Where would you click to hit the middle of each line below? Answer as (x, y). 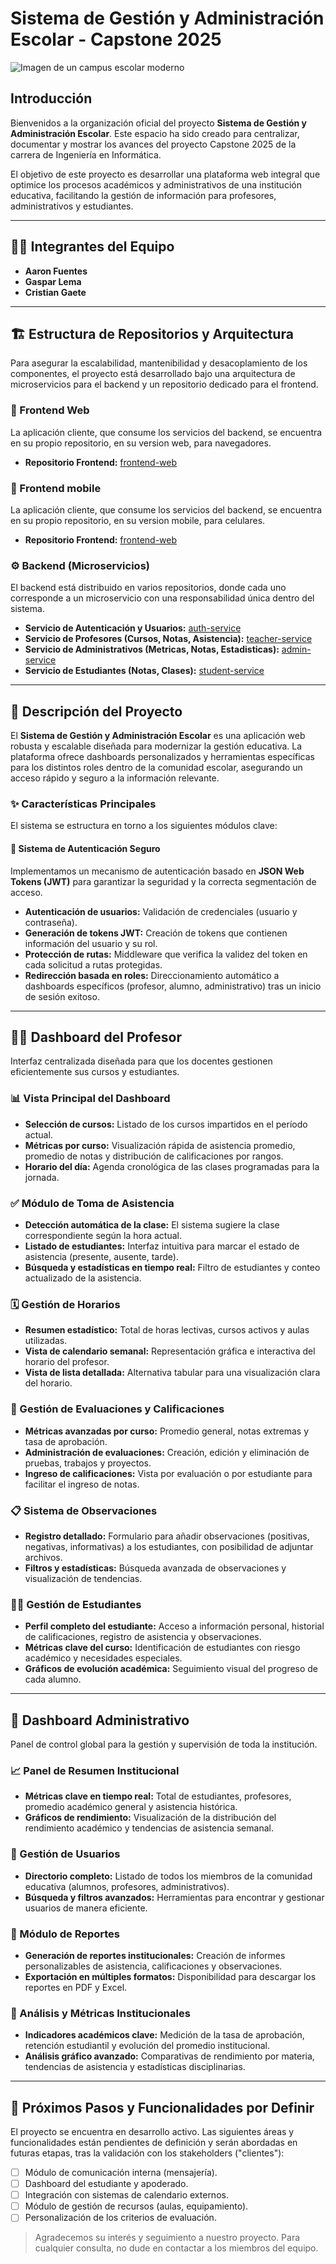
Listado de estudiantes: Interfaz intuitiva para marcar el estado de (162, 1246)
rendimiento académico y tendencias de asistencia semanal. (149, 1828)
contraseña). (51, 922)
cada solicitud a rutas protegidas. (93, 964)
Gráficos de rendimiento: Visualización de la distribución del (150, 1818)
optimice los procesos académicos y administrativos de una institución (156, 184)
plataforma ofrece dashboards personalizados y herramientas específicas (162, 757)
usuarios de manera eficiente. (86, 1908)
